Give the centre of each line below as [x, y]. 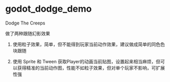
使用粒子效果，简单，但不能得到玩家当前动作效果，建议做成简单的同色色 [89, 44]
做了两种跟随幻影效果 [28, 33]
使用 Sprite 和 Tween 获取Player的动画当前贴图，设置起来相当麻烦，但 [87, 61]
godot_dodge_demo [48, 9]
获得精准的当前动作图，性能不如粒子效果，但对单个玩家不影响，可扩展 [91, 68]
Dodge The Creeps [25, 23]
